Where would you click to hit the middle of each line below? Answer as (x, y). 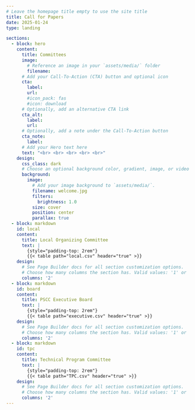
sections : (18, 39)
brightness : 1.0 (57, 202)
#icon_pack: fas (47, 98)
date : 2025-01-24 (27, 22)
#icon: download (47, 104)
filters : (43, 196)
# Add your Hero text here (54, 147)
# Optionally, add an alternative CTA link (75, 109)
